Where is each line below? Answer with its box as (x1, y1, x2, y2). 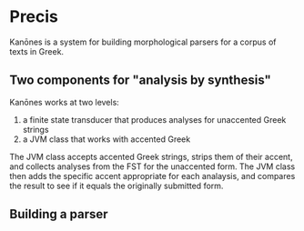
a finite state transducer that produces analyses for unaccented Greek (22, 114, 287, 125)
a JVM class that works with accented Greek (22, 134, 191, 145)
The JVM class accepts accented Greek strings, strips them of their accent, (9, 151, 293, 162)
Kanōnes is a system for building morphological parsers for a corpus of (9, 36, 277, 47)
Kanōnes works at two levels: (9, 96, 120, 107)
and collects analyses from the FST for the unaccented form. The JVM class (9, 161, 296, 172)
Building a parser (9, 206, 108, 222)
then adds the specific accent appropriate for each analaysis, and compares (9, 170, 296, 181)
